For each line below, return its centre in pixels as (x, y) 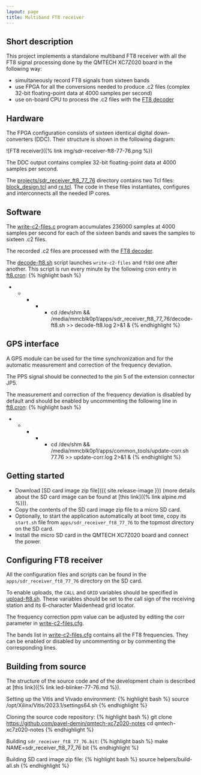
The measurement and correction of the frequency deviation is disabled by (99, 394)
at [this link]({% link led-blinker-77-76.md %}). (64, 687)
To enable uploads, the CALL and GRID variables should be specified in (92, 593)
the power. (28, 541)
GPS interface (33, 344)
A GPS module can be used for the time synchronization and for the (90, 358)
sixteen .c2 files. (26, 239)
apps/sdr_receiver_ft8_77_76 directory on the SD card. (74, 581)
